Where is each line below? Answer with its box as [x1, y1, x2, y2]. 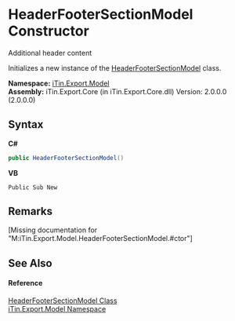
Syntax [8, 118, 44, 131]
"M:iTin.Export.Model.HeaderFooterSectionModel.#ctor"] [8, 234, 193, 243]
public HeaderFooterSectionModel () [8, 154, 125, 162]
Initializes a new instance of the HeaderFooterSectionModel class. [8, 63, 222, 72]
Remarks [8, 205, 53, 218]
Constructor [8, 22, 90, 40]
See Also [8, 257, 52, 270]
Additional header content [8, 48, 92, 57]
